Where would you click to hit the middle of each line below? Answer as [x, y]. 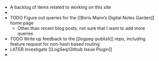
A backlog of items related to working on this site [60, 7]
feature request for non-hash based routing [55, 44]
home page [22, 23]
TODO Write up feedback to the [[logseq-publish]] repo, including [78, 39]
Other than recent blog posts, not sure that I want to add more [81, 28]
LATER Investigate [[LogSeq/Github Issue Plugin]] [61, 49]
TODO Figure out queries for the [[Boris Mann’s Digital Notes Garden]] [82, 18]
